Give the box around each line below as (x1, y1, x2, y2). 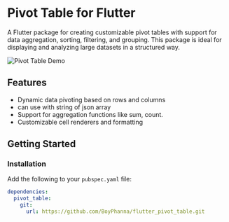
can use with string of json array (17, 103, 111, 111)
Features (7, 77, 47, 89)
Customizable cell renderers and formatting (17, 118, 144, 126)
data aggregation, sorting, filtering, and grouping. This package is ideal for (7, 35, 222, 43)
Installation (7, 159, 47, 169)
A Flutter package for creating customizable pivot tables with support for (7, 28, 217, 36)
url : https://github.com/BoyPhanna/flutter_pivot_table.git (25, 208, 205, 215)
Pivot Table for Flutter (7, 5, 136, 21)
